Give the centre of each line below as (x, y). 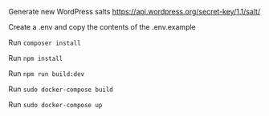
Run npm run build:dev (47, 74)
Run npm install (36, 58)
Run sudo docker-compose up (55, 104)
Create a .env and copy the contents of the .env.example (102, 27)
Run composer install (45, 42)
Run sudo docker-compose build (61, 89)
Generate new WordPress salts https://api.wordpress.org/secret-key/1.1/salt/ (134, 12)
